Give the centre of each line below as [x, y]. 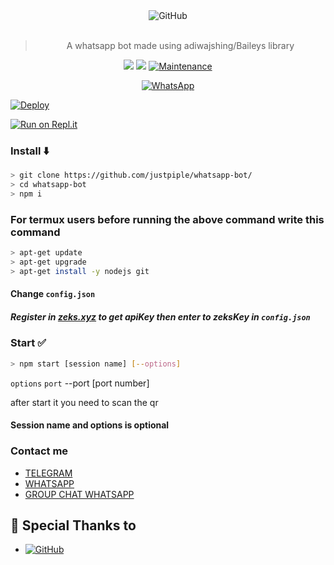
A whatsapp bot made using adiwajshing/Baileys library [180, 45]
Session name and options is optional [90, 425]
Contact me [39, 451]
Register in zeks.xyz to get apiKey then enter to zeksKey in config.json [160, 317]
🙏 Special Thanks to [73, 525]
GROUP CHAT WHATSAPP [79, 494]
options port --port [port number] [80, 383]
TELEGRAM [48, 473]
